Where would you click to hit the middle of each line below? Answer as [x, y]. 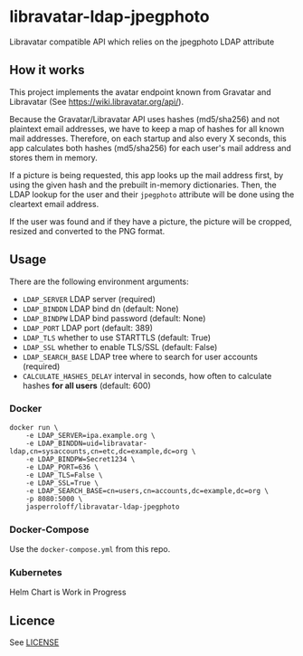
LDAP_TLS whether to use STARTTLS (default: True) [116, 338]
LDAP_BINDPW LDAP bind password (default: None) [114, 318]
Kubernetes [36, 573]
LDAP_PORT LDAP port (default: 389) [88, 328]
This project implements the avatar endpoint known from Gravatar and [140, 91]
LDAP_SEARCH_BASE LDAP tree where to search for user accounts [140, 357]
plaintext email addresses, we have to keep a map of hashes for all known [147, 128]
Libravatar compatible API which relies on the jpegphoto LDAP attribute [142, 42]
